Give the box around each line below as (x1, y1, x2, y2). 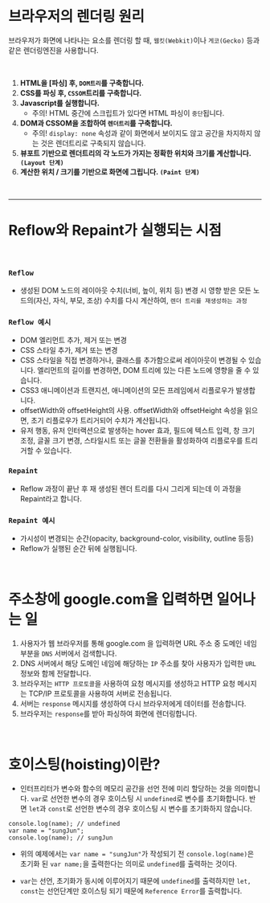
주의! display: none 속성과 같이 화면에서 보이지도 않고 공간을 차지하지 (31, 128, 253, 137)
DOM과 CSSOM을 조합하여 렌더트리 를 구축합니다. (19, 118, 173, 128)
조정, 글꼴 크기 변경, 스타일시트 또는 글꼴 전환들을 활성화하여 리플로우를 (19, 435, 243, 446)
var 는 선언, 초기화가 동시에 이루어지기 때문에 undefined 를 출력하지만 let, (19, 876, 252, 885)
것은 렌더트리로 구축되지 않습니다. (40, 138, 146, 148)
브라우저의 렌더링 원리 (8, 7, 145, 26)
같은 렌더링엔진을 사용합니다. (8, 45, 99, 55)
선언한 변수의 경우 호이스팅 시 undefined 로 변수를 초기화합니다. (49, 793, 247, 803)
